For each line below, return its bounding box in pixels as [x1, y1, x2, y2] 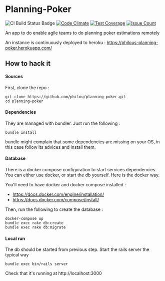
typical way [5, 252, 29, 258]
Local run [5, 235, 25, 241]
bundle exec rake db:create [5, 220, 64, 225]
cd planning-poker [5, 99, 43, 104]
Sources [5, 73, 23, 79]
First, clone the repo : [5, 84, 49, 91]
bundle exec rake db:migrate [5, 224, 66, 230]
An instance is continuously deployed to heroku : [5, 39, 106, 46]
